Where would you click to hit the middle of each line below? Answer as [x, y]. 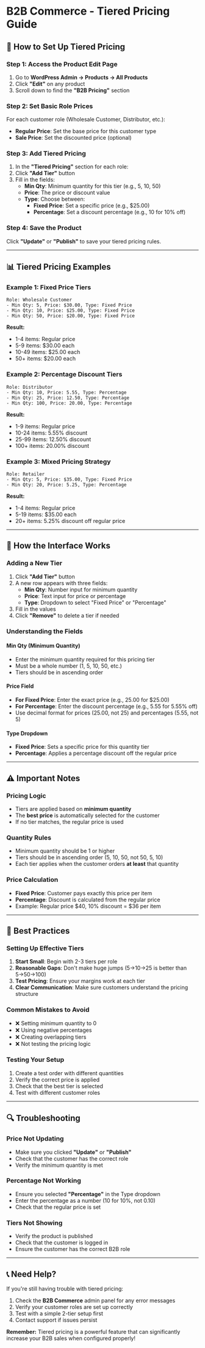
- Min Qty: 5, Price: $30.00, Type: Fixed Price [69, 305]
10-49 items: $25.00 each [48, 352]
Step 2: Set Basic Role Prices [50, 106]
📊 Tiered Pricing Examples [59, 267]
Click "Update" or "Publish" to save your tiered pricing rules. [84, 241]
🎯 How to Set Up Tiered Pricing [66, 47]
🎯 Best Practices [38, 931]
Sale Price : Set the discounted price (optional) [74, 138]
